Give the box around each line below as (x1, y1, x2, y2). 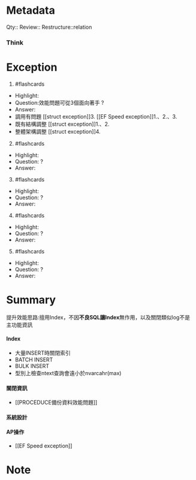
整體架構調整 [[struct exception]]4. (14, 128, 101, 135)
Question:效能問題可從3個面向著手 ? (14, 99, 104, 106)
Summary (6, 293, 56, 306)
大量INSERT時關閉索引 (14, 349, 71, 357)
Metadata (6, 4, 55, 17)
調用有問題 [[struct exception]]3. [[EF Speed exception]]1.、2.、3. (14, 113, 177, 120)
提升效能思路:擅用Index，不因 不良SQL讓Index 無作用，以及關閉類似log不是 (6, 313, 191, 321)
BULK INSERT (14, 362, 50, 369)
